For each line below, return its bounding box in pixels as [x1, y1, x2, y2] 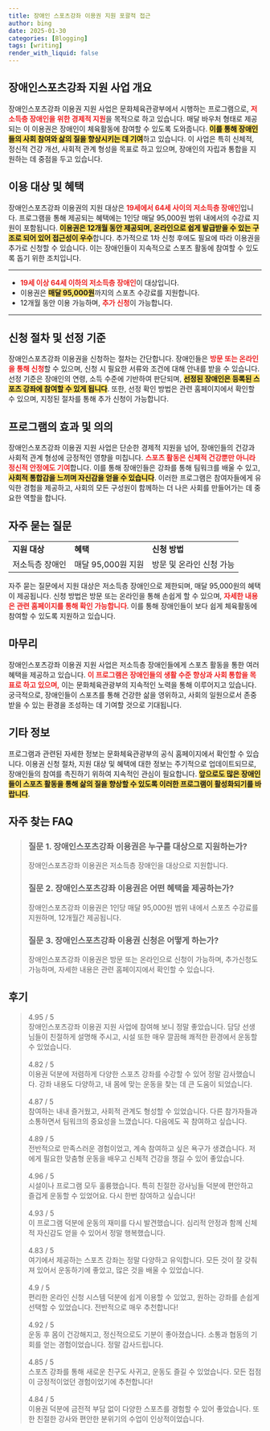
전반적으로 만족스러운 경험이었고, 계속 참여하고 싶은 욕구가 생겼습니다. [27, 1143, 247, 1153]
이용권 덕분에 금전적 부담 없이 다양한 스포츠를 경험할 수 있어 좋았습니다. [27, 1404, 252, 1413]
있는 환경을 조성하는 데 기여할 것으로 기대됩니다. [31, 700, 182, 709]
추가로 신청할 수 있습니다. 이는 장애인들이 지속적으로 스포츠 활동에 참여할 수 [8, 243, 244, 253]
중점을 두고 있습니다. [38, 154, 103, 163]
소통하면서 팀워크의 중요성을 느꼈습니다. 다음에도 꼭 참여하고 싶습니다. [27, 1116, 247, 1126]
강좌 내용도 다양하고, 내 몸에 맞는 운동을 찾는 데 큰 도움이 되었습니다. [39, 1079, 253, 1088]
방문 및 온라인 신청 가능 [151, 559, 235, 570]
